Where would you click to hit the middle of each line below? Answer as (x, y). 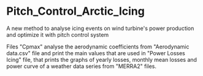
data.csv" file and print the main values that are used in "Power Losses (96, 53)
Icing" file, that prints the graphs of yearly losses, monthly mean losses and (102, 59)
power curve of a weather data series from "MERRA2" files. (81, 66)
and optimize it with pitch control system (58, 34)
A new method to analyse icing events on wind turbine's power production (100, 28)
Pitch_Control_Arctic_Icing (76, 11)
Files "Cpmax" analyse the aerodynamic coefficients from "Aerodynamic (98, 47)
